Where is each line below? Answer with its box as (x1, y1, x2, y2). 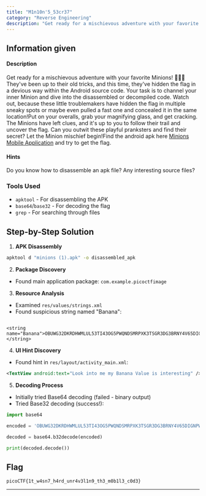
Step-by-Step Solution (6, 226, 94, 237)
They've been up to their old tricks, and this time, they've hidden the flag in (6, 80, 196, 88)
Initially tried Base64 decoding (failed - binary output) (15, 394, 151, 401)
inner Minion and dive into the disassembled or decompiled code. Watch (6, 93, 189, 101)
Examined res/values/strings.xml (15, 302, 102, 309)
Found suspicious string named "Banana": (15, 308, 122, 316)
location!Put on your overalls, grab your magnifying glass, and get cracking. (6, 113, 198, 120)
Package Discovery (15, 266, 66, 273)
